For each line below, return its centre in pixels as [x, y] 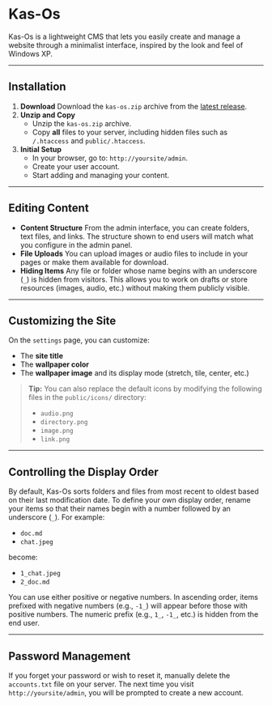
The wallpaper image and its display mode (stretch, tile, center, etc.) [134, 373]
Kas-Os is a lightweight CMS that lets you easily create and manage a [125, 36]
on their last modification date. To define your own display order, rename [130, 500]
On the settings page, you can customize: [79, 340]
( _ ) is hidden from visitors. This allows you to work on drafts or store [134, 279]
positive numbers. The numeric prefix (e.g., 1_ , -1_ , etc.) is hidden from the [134, 614]
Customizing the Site [62, 321]
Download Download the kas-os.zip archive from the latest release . [134, 106]
